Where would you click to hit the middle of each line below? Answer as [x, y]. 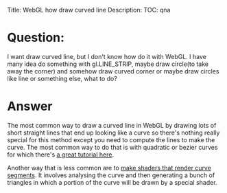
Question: [36, 38]
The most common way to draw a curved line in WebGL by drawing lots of [112, 125]
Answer [30, 106]
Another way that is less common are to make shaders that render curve [109, 168]
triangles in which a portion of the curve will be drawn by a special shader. [112, 182]
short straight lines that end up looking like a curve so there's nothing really [113, 133]
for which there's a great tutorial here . [61, 155]
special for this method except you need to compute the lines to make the [111, 139]
